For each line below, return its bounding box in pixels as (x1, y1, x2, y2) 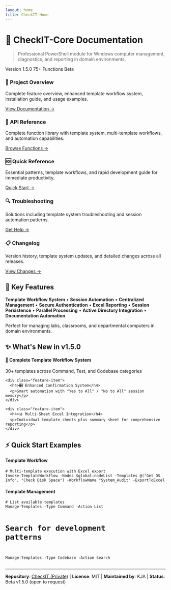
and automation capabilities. (5, 135, 65, 141)
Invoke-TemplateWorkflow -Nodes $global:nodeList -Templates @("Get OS (5, 473, 160, 478)
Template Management (5, 488, 55, 494)
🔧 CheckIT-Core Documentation (5, 34, 144, 46)
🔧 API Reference (5, 118, 46, 125)
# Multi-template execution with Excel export (5, 468, 106, 474)
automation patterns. (5, 217, 49, 223)
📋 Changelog (5, 240, 40, 247)
